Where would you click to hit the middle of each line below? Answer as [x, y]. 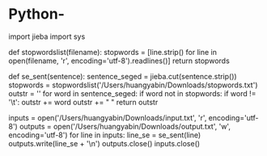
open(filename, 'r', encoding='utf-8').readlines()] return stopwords [119, 61]
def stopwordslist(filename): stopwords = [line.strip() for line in [112, 52]
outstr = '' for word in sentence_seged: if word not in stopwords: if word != [132, 93]
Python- [36, 14]
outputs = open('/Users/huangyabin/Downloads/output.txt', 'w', [125, 126]
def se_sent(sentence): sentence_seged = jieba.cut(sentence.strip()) [123, 76]
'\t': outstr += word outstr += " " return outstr [83, 102]
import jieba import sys [47, 36]
